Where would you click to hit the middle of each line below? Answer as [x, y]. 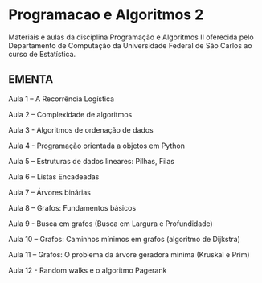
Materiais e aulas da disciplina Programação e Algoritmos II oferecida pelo [131, 37]
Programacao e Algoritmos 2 [106, 15]
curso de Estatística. [42, 54]
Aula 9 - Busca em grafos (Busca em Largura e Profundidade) [111, 224]
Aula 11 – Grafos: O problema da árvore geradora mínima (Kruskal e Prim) [129, 254]
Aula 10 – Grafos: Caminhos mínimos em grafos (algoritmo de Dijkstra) [125, 239]
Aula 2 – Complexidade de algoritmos [70, 114]
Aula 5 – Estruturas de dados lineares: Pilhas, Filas [92, 161]
